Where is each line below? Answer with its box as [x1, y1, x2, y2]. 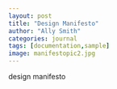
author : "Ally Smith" [8, 27, 81, 35]
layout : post [8, 11, 52, 20]
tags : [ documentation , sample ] [8, 42, 111, 50]
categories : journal [8, 34, 78, 43]
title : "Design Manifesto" [8, 19, 99, 28]
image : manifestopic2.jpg [8, 49, 95, 57]
